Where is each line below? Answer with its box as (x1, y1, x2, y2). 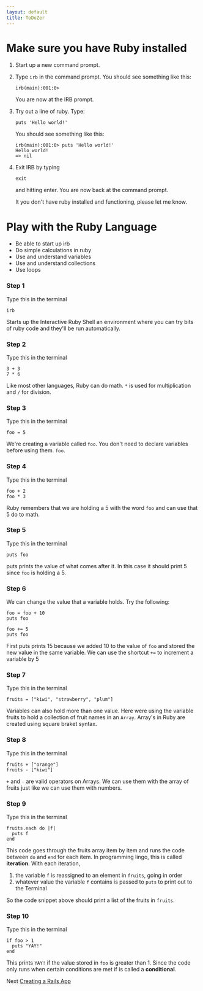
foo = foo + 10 (6, 610, 45, 617)
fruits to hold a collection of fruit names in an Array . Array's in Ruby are (6, 714, 185, 721)
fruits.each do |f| (6, 825, 56, 831)
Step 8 (6, 736, 26, 744)
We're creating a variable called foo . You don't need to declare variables (6, 440, 188, 448)
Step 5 (6, 526, 26, 534)
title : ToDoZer (6, 15, 45, 21)
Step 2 (6, 340, 26, 349)
